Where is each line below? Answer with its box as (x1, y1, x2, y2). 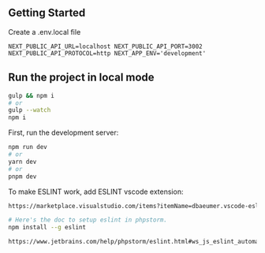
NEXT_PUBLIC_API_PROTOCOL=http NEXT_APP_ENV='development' (8, 49, 207, 58)
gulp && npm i (8, 91, 55, 99)
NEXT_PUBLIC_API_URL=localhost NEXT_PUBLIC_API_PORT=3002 (8, 43, 203, 50)
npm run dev (8, 143, 47, 151)
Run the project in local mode (8, 71, 155, 84)
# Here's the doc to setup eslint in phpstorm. (8, 216, 168, 224)
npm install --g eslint (8, 224, 87, 232)
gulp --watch (8, 106, 51, 114)
